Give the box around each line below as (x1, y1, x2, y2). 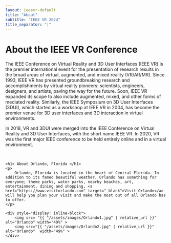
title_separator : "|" (5, 22, 52, 27)
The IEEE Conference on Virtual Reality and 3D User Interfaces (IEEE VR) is (5, 61, 163, 67)
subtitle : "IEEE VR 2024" (5, 17, 60, 22)
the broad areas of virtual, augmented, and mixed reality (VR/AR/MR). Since (5, 72, 165, 78)
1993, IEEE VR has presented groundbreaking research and (5, 77, 130, 84)
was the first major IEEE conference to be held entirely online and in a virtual (5, 136, 166, 143)
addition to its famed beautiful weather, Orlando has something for (5, 175, 157, 180)
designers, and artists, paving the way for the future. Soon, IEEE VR (5, 88, 147, 94)
